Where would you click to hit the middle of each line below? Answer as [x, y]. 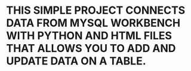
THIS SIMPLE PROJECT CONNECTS [96, 10]
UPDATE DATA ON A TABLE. [76, 61]
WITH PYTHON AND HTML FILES [89, 36]
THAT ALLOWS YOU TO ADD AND [91, 49]
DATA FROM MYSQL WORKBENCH [93, 23]
